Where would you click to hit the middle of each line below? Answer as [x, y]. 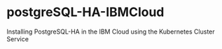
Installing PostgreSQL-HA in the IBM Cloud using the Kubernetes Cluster [111, 31]
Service [18, 38]
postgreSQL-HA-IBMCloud [85, 12]
